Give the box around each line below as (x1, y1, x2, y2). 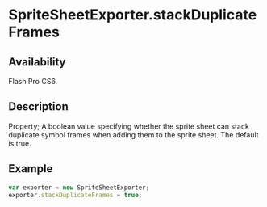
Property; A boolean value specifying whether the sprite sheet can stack (8, 121, 250, 131)
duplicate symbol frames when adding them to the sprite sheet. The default (8, 129, 260, 139)
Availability (8, 55, 66, 69)
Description (8, 99, 69, 114)
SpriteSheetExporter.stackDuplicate (8, 6, 257, 24)
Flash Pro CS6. (8, 77, 58, 86)
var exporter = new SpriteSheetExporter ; (8, 184, 150, 192)
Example (8, 162, 53, 175)
